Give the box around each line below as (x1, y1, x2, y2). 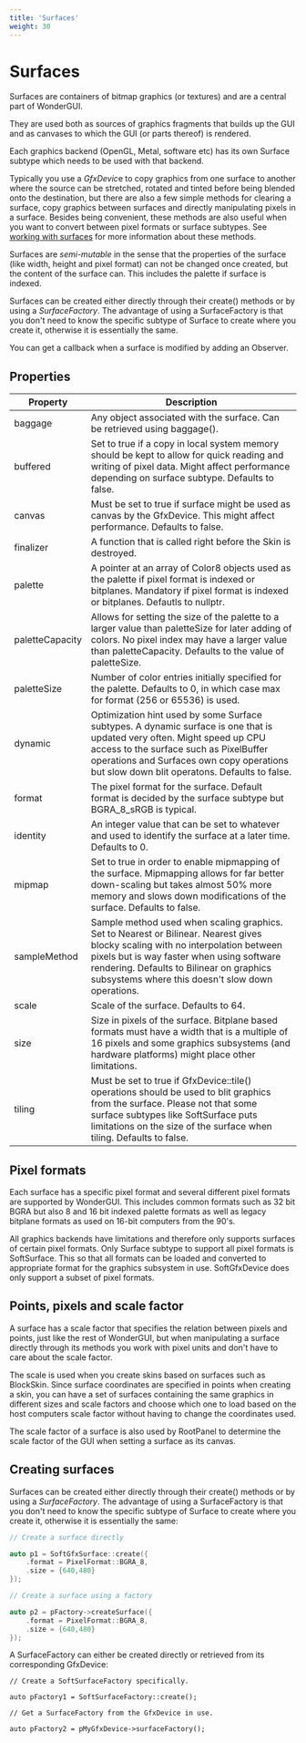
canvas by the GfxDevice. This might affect (90, 510, 275, 522)
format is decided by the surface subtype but (90, 792, 284, 805)
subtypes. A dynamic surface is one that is (90, 720, 273, 733)
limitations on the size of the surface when (90, 1120, 273, 1133)
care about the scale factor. (9, 1351, 113, 1363)
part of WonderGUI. (9, 101, 84, 112)
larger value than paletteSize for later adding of (90, 622, 292, 634)
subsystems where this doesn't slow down (90, 973, 273, 985)
